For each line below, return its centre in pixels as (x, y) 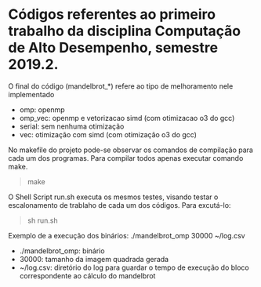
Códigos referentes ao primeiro (112, 15)
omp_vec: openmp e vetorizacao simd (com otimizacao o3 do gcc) (127, 118)
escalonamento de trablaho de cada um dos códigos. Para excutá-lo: (120, 205)
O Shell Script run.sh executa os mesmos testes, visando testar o (113, 197)
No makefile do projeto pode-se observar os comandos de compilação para (130, 150)
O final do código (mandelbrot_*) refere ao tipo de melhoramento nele (121, 86)
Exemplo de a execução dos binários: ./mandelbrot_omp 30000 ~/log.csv (127, 235)
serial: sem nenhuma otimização (72, 126)
